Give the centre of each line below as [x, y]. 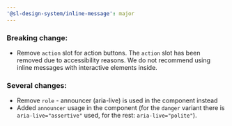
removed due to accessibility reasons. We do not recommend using [113, 60]
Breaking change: [37, 37]
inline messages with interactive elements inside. [87, 67]
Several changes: [37, 85]
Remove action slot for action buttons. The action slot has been [108, 53]
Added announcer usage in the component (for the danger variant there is [121, 108]
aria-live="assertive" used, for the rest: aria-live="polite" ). [107, 116]
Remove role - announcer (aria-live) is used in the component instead [117, 100]
